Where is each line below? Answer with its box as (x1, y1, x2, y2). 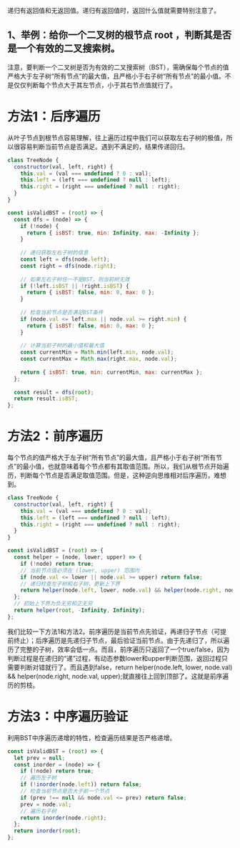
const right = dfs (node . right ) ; (20, 262, 116, 269)
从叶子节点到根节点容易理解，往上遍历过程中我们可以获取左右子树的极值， (7, 133, 226, 141)
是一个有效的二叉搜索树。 (7, 42, 120, 55)
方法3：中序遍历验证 (7, 709, 129, 724)
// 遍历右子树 (20, 807, 57, 814)
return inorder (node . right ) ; (20, 814, 107, 822)
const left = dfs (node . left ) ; (20, 256, 111, 263)
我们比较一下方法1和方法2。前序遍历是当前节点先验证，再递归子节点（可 (7, 627, 221, 636)
